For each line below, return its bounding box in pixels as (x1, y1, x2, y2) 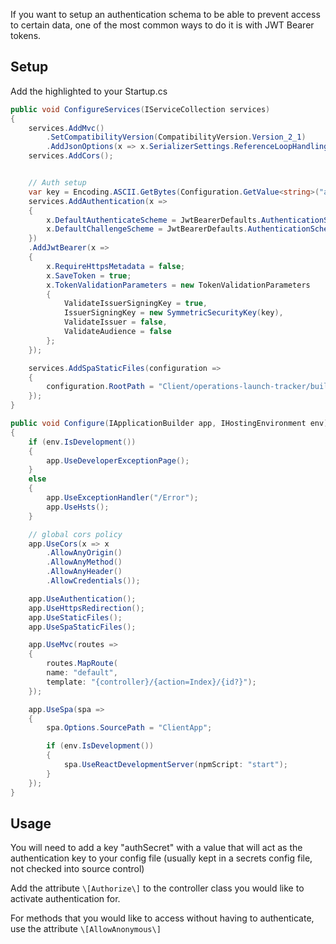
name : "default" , (46, 668, 118, 678)
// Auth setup (28, 178, 87, 188)
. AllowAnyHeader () (46, 567, 123, 577)
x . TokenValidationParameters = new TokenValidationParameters (46, 280, 311, 290)
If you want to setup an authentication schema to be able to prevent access (10, 9, 321, 20)
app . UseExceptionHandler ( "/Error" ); (46, 493, 199, 503)
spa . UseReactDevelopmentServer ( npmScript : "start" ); (63, 760, 288, 770)
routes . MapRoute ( (46, 659, 118, 669)
